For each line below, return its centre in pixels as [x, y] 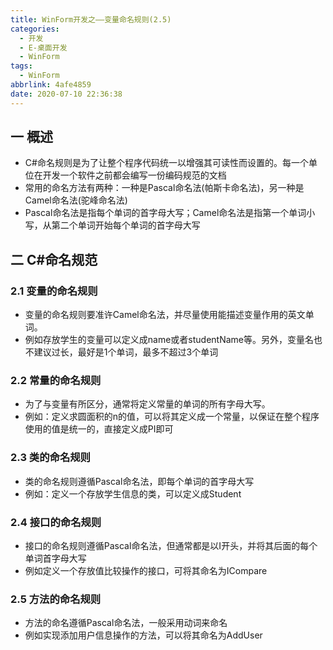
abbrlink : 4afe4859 [51, 85]
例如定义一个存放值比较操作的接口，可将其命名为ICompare [146, 571]
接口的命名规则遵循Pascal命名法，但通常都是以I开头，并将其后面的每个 [171, 546]
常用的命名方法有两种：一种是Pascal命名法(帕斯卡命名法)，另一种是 [164, 188]
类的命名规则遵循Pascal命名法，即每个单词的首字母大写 [139, 481]
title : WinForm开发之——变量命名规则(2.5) [91, 19]
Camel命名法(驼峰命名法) [76, 200]
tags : [21, 66]
